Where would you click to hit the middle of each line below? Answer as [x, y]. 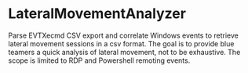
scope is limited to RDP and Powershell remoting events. [99, 60]
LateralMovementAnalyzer [97, 14]
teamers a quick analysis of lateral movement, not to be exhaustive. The [124, 52]
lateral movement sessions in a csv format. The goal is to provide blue [121, 43]
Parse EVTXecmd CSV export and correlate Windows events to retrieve [124, 35]
